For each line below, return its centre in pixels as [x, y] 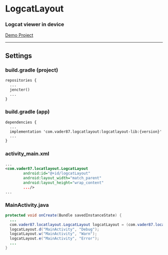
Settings [19, 56]
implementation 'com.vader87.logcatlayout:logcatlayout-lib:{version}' [86, 132]
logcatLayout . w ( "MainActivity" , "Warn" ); [53, 234]
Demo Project [19, 35]
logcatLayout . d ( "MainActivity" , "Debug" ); [54, 229]
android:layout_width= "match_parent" [62, 178]
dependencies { [21, 122]
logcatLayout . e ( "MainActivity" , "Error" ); [54, 238]
